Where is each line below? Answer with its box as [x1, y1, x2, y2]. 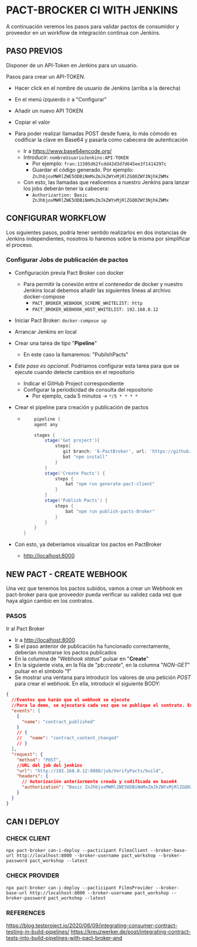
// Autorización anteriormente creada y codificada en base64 [21, 779, 177, 785]
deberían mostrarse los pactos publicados [14, 649, 117, 656]
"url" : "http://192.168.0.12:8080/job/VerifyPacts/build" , [16, 768, 164, 774]
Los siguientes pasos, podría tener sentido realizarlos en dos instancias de [6, 229, 186, 236]
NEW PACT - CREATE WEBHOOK [6, 569, 128, 579]
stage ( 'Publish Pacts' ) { [44, 498, 108, 504]
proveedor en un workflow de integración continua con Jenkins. [6, 29, 161, 36]
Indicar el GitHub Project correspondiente [23, 379, 124, 387]
